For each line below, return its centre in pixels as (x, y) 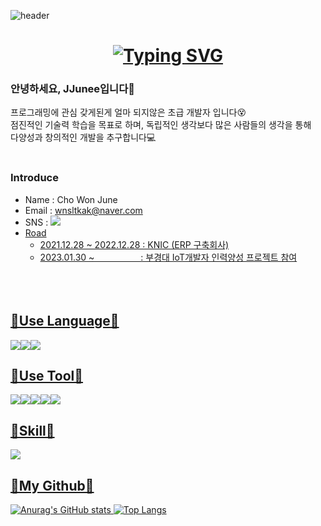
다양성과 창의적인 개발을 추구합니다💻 (83, 137)
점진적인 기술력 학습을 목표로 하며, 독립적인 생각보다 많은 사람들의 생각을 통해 (161, 125)
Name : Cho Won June (71, 199)
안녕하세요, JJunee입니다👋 (72, 89)
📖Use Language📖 (65, 321)
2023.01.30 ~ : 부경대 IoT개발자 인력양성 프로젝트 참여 (168, 257)
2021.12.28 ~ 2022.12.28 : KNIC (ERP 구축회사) (134, 244)
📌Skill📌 (32, 430)
